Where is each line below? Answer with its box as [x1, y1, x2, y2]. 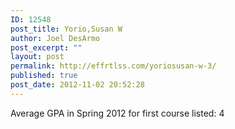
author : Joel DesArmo [10, 33, 101, 43]
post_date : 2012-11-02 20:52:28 [10, 80, 145, 90]
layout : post [10, 52, 65, 62]
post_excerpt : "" [10, 42, 83, 53]
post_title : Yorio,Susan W [10, 24, 123, 34]
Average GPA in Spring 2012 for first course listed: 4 [10, 107, 225, 119]
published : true [10, 71, 78, 81]
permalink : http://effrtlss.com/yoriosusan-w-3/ [10, 61, 217, 71]
